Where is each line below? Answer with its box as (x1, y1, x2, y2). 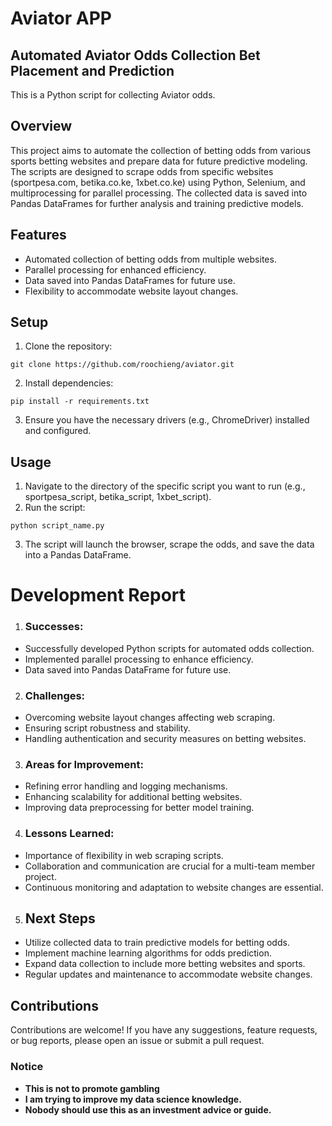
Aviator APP (10, 7, 113, 30)
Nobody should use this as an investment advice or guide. (24, 1103, 272, 1116)
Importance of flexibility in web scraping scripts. (24, 849, 224, 861)
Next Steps (24, 910, 96, 927)
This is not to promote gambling (24, 1082, 160, 1094)
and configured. (24, 425, 92, 437)
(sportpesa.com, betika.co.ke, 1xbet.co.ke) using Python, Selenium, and (10, 176, 306, 188)
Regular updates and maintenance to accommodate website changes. (24, 968, 313, 981)
